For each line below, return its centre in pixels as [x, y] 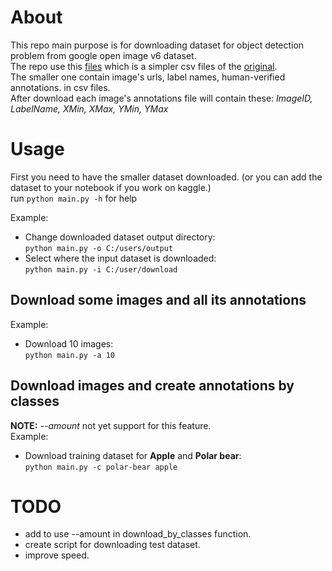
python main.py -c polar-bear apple [101, 467]
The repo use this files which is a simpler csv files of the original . [144, 66]
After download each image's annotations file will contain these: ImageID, [161, 98]
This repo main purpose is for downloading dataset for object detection [157, 45]
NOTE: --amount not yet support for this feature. [111, 425]
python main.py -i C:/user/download [101, 269]
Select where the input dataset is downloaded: [120, 258]
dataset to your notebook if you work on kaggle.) [111, 187]
